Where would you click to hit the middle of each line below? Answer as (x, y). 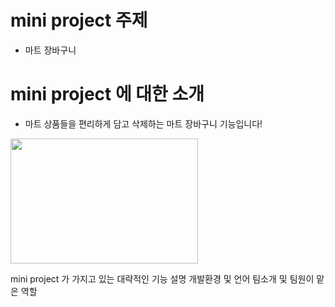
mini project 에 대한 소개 (107, 94)
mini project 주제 (79, 20)
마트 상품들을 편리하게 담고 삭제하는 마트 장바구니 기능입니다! (143, 123)
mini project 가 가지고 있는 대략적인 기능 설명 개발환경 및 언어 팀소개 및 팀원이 (162, 278)
